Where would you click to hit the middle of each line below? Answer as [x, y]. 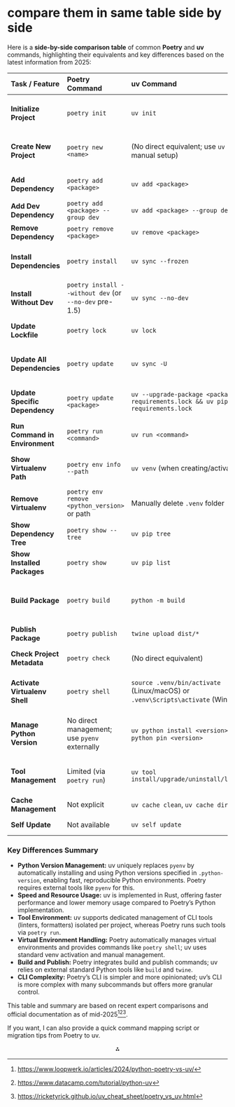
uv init [144, 113]
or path [79, 513]
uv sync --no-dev [160, 298]
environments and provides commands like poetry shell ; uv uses [112, 947]
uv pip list [151, 563]
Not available [88, 824]
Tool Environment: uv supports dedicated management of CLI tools [115, 918]
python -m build [158, 600]
